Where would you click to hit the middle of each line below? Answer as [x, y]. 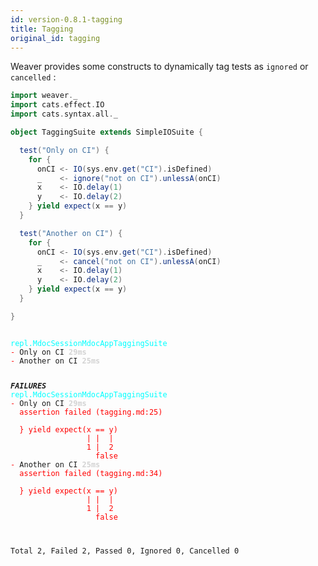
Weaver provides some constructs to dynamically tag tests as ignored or [159, 67]
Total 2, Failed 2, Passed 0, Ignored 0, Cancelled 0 [125, 551]
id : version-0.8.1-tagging [66, 19]
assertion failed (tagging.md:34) [91, 473]
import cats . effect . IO [57, 105]
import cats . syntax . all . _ [64, 114]
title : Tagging [42, 29]
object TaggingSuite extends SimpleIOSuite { [106, 132]
